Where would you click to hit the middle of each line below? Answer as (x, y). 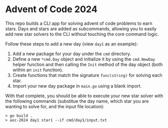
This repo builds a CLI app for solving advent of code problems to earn (79, 23)
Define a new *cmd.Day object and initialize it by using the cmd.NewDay (84, 59)
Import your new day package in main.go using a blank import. (77, 86)
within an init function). (38, 70)
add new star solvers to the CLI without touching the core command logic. (82, 34)
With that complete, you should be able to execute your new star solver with (84, 96)
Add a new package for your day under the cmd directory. (72, 54)
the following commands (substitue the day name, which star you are (77, 101)
